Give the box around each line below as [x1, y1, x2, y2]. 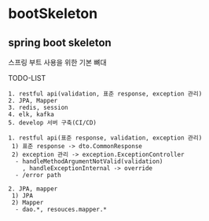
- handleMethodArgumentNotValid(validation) [15, 158, 163, 165]
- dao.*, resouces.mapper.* [15, 205, 108, 213]
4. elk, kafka [8, 110, 55, 118]
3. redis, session [8, 103, 68, 111]
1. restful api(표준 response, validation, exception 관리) [8, 134, 203, 142]
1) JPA [11, 192, 34, 200]
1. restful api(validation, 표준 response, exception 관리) [8, 90, 203, 98]
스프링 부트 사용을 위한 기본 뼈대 [8, 58, 108, 67]
